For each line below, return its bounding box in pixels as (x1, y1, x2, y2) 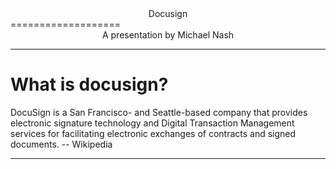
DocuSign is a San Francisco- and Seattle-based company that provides (10, 106, 308, 118)
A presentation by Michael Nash (101, 29, 235, 41)
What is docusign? (10, 73, 169, 96)
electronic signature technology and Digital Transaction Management (10, 117, 295, 129)
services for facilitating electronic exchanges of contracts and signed (10, 127, 297, 139)
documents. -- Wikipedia (10, 138, 113, 150)
